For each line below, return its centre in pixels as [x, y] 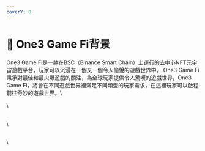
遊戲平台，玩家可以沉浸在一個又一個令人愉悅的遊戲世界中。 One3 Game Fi [105, 70]
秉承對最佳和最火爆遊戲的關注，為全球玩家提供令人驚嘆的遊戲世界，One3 [99, 78]
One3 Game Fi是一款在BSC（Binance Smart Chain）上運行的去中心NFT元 [99, 62]
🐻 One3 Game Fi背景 [58, 44]
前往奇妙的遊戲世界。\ [34, 93]
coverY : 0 [19, 12]
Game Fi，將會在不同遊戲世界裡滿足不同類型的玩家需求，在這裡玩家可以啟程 [102, 85]
